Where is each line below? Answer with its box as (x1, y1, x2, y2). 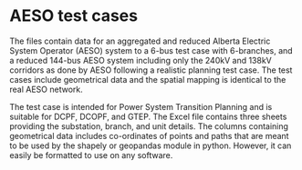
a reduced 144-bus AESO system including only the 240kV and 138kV (9, 55, 272, 65)
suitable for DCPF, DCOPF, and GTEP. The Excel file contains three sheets (9, 111, 287, 122)
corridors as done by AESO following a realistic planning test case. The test (9, 65, 293, 75)
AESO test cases (9, 5, 139, 26)
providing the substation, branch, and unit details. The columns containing (9, 120, 289, 132)
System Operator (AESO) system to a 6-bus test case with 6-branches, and (9, 45, 294, 55)
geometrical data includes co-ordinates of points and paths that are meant (9, 130, 289, 141)
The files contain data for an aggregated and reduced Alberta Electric (9, 35, 271, 46)
